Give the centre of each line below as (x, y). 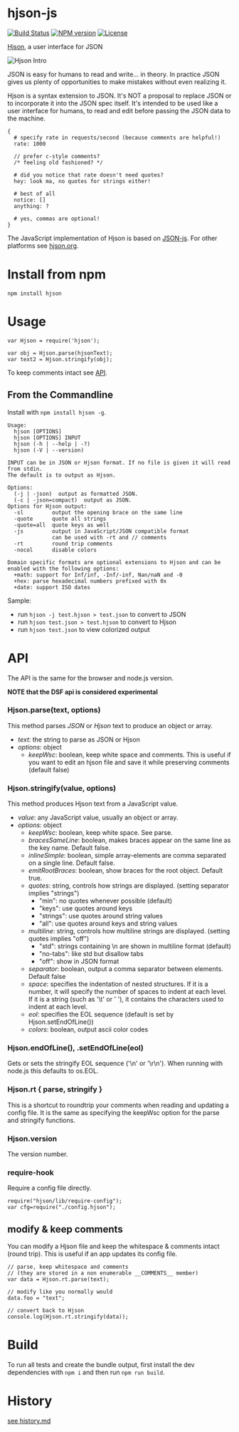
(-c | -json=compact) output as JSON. (73, 500)
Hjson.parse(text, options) (54, 710)
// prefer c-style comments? (57, 156)
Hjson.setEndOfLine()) (61, 1022)
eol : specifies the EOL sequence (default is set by (101, 1015)
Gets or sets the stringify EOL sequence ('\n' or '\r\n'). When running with (115, 1064)
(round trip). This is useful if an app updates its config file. (92, 1254)
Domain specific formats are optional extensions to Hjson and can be (114, 562)
